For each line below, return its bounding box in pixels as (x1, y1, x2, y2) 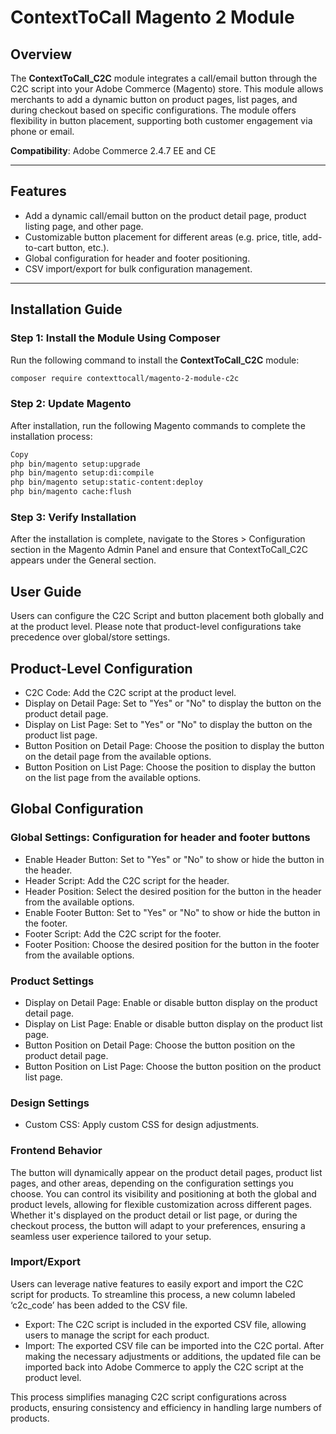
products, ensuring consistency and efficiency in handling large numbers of (10, 1401, 322, 1413)
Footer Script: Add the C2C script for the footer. (24, 927, 222, 940)
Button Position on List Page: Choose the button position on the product (24, 1060, 322, 1072)
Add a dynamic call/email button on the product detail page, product (24, 209, 307, 221)
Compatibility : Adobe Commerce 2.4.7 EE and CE (10, 145, 217, 156)
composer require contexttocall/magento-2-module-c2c (10, 373, 240, 383)
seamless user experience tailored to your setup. (10, 1230, 212, 1242)
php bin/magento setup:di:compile (10, 468, 155, 478)
